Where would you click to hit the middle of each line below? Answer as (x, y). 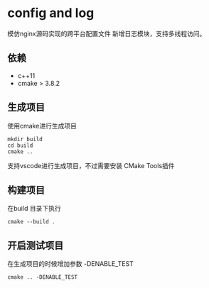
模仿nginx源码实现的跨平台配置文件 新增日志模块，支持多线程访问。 (107, 33)
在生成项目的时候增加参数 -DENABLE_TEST (70, 264)
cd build (20, 145)
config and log (51, 13)
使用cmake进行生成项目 (42, 126)
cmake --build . (31, 222)
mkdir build (25, 139)
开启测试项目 (36, 245)
